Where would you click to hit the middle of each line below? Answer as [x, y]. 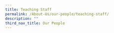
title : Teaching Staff [28, 9]
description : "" [22, 18]
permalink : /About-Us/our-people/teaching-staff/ [57, 14]
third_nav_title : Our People [35, 23]
